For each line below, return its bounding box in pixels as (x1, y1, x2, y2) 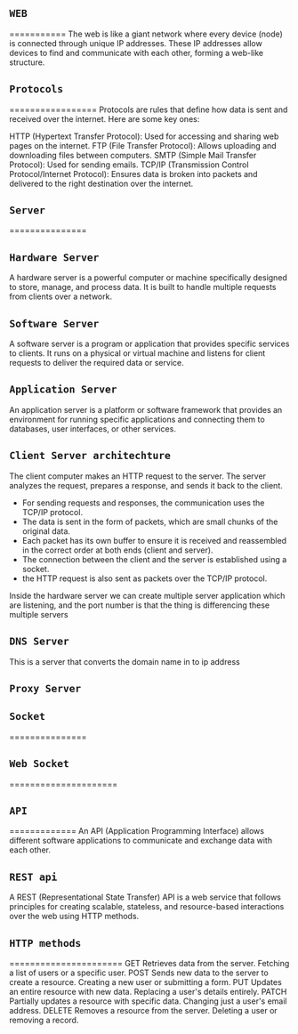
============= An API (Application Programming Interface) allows (9, 826, 265, 836)
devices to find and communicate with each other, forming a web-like (9, 47, 264, 58)
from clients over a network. (9, 291, 113, 302)
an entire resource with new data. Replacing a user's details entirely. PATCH (9, 986, 287, 997)
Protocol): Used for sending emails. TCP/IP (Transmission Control (9, 159, 249, 170)
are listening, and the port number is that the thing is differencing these (9, 600, 270, 610)
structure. (9, 57, 45, 68)
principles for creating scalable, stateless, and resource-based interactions (9, 901, 285, 912)
